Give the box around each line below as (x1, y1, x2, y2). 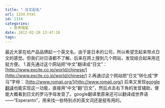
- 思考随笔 (9, 26, 29, 31)
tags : (5, 35, 16, 40)
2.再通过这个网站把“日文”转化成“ (88, 72, 154, 78)
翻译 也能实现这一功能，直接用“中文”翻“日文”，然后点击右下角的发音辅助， (5, 85, 155, 91)
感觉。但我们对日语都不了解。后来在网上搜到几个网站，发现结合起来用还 (13, 55, 160, 61)
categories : (5, 21, 29, 26)
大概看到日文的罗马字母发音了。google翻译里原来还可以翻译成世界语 (9, 91, 148, 97)
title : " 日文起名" (5, 7, 42, 12)
